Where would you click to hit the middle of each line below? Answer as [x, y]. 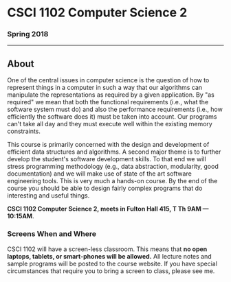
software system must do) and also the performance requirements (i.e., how [115, 109]
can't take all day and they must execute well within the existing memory [110, 124]
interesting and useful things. [48, 196]
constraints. [24, 131]
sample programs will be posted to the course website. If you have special [112, 263]
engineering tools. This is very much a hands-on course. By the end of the [112, 181]
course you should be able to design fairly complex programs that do [105, 188]
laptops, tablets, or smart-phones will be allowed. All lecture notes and [109, 256]
